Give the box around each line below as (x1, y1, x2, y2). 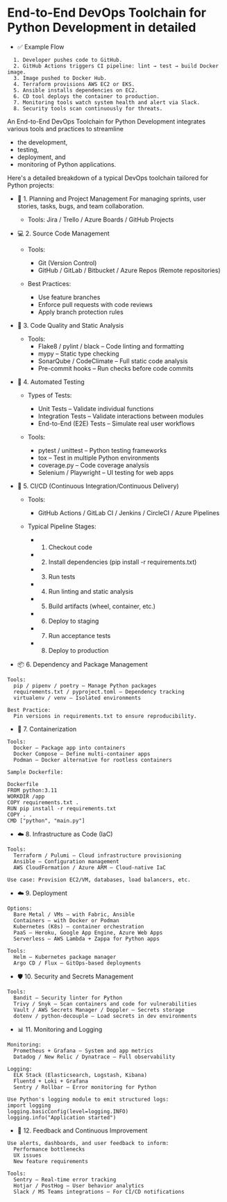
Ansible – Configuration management (13, 858, 119, 865)
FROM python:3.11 (7, 787, 58, 794)
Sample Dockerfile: (7, 769, 64, 776)
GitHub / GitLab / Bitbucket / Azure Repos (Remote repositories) (37, 266, 221, 274)
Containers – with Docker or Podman (13, 917, 119, 924)
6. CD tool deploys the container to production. (13, 92, 160, 100)
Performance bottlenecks (13, 1146, 85, 1153)
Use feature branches (37, 293, 101, 301)
